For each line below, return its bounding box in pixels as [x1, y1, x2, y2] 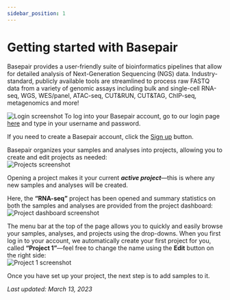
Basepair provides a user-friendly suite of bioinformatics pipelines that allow [7, 62, 222, 71]
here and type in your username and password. [7, 119, 141, 127]
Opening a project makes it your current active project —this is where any [7, 173, 215, 182]
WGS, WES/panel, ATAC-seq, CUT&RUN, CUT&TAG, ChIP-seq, [21, 91, 197, 99]
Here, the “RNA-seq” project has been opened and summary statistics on [7, 194, 216, 202]
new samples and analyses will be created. [7, 181, 129, 189]
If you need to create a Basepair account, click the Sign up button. [7, 132, 194, 140]
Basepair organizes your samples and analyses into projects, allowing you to [7, 145, 222, 154]
